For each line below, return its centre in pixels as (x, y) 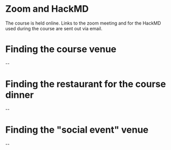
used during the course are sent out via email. (54, 28)
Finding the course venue (61, 49)
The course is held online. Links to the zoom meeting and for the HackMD (83, 23)
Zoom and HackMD (47, 9)
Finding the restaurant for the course (85, 84)
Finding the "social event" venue (77, 130)
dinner (20, 95)
